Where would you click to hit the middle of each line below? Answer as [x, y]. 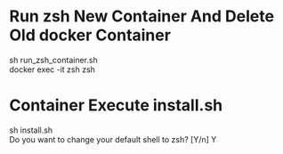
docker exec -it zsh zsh [53, 69]
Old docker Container [90, 35]
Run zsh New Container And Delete [141, 16]
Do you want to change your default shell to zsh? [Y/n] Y [113, 139]
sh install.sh [31, 130]
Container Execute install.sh [116, 105]
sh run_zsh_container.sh [53, 60]
